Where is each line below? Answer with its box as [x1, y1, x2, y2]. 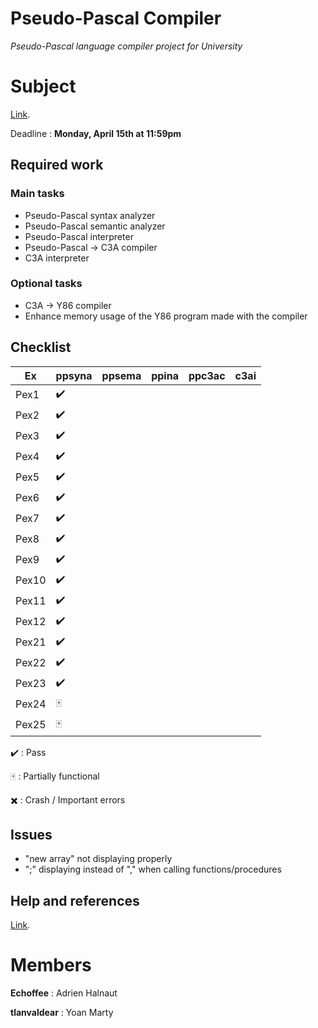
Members [10, 954, 92, 977]
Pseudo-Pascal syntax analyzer [24, 209, 156, 221]
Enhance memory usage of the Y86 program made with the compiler [24, 310, 308, 322]
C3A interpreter [24, 252, 90, 264]
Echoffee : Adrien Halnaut [10, 987, 118, 999]
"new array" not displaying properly [24, 853, 173, 865]
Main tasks [10, 187, 65, 201]
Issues [10, 827, 53, 844]
